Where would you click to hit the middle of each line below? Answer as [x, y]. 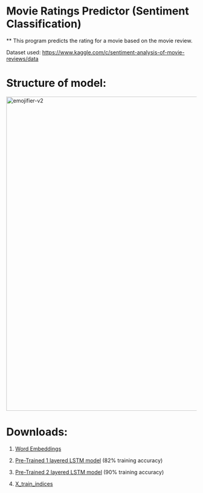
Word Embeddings [38, 448]
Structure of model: [56, 83]
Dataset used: [24, 52]
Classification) [44, 24]
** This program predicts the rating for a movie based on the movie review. [99, 40]
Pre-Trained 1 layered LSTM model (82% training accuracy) [89, 460]
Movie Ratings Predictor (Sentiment [98, 11]
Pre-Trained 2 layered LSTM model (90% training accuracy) [89, 472]
